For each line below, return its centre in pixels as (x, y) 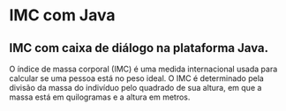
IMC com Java (63, 15)
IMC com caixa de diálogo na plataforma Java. (139, 48)
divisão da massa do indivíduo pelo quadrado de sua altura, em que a (135, 88)
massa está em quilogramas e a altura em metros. (100, 97)
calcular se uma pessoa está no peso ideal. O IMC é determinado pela (137, 78)
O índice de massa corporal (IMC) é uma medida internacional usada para (143, 69)
